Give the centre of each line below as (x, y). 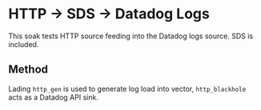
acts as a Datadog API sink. (53, 97)
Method (28, 70)
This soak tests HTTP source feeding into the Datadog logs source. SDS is (131, 36)
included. (24, 44)
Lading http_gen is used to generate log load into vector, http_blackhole (127, 88)
